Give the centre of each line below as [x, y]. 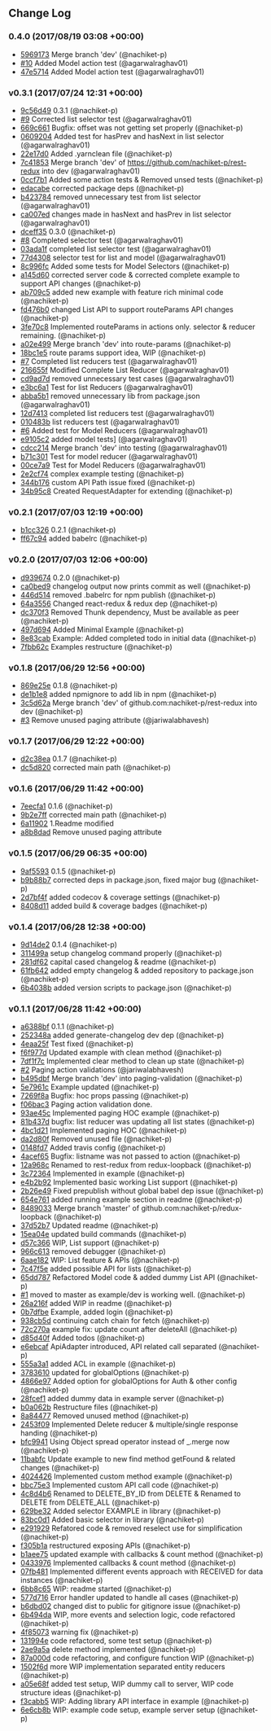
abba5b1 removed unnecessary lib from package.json [110, 396]
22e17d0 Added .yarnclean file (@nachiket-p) [96, 153]
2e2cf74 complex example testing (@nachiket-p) [102, 473]
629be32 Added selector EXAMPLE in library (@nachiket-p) [120, 1511]
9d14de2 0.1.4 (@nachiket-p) [69, 944]
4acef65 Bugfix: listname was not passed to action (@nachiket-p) [130, 1156]
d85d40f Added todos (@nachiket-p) [82, 1338]
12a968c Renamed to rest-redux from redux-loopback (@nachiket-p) [136, 1165]
